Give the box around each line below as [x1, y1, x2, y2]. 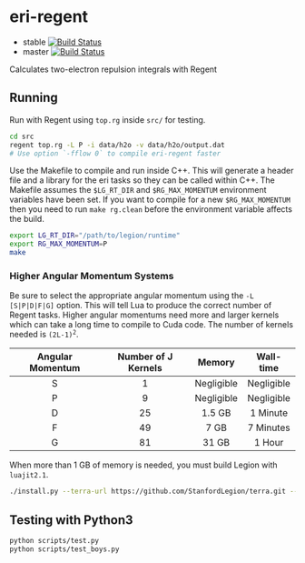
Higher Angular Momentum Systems [9, 269, 174, 282]
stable [22, 36, 46, 47]
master [22, 45, 50, 56]
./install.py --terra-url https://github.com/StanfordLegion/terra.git [9, 487, 286, 497]
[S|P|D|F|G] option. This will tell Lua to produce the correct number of [9, 300, 272, 311]
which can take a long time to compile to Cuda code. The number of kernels [9, 319, 293, 330]
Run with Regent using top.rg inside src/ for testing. [9, 114, 206, 125]
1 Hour [253, 437, 284, 449]
